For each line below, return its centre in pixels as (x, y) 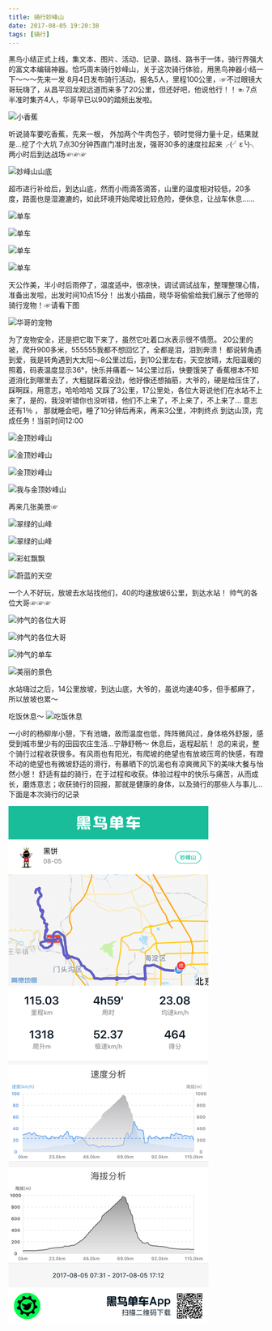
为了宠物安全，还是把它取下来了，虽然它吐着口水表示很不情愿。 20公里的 (131, 339)
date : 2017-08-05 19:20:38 (54, 26)
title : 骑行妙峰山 (36, 17)
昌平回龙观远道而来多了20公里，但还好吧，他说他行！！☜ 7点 (154, 90)
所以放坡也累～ (33, 699)
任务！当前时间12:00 (49, 420)
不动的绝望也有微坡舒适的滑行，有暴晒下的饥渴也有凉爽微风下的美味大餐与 (132, 764)
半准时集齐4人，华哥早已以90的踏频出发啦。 (83, 100)
